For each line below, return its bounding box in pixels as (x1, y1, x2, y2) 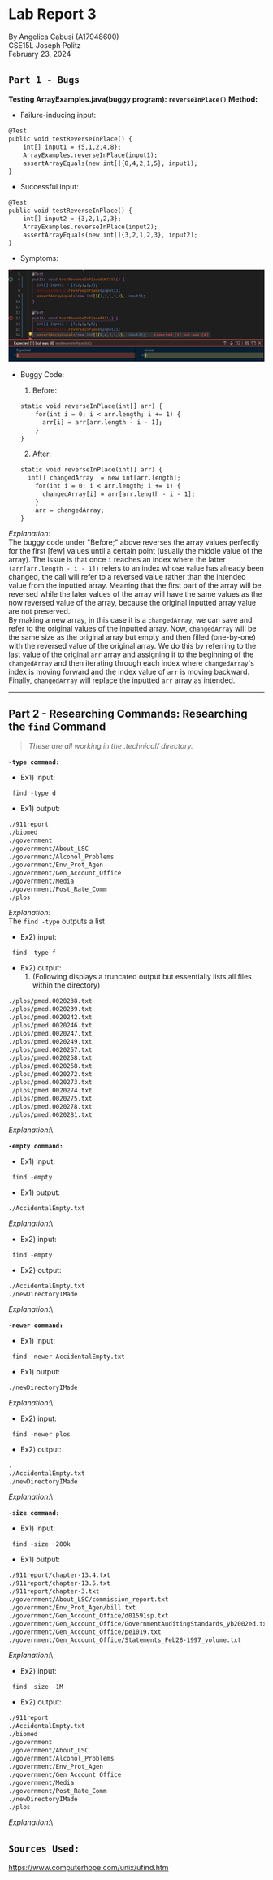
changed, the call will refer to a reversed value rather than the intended (8, 572, 246, 582)
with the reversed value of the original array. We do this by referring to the (8, 641, 257, 651)
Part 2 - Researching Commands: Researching (8, 706, 248, 720)
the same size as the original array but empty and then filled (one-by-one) (8, 632, 256, 642)
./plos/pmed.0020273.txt (8, 1079, 93, 1087)
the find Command (8, 719, 106, 733)
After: (32, 449, 51, 459)
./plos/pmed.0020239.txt (8, 1005, 93, 1014)
